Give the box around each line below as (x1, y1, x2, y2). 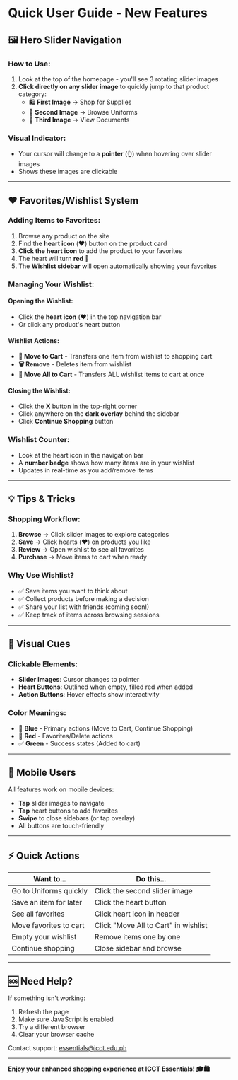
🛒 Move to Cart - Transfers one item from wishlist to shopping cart (18, 352, 213, 361)
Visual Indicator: (8, 133, 66, 143)
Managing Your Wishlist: (8, 279, 95, 289)
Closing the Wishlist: (8, 386, 71, 395)
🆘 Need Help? (8, 975, 73, 987)
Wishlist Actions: (8, 336, 59, 344)
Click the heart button (95, 898, 167, 907)
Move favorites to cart (11, 921, 85, 931)
